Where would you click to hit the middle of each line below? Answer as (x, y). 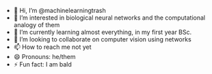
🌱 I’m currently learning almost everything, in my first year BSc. (103, 32)
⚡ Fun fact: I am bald (42, 64)
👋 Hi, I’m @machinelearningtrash (59, 11)
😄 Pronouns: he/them (45, 57)
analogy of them (37, 25)
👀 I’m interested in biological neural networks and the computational (109, 18)
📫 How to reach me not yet (52, 47)
